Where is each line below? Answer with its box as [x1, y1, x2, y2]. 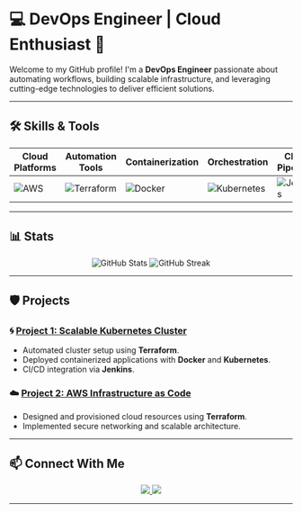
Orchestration [207, 156, 269, 168]
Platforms [13, 161, 57, 174]
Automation [65, 149, 117, 162]
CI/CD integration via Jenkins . [22, 364, 135, 375]
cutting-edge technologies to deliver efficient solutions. [9, 83, 215, 94]
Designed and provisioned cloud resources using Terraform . [22, 410, 247, 421]
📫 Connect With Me [9, 455, 126, 471]
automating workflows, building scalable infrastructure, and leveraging [9, 73, 271, 84]
